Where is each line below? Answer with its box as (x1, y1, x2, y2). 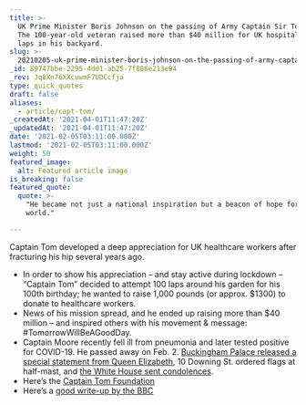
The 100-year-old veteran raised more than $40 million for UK (17, 30, 262, 39)
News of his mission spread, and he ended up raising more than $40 (22, 307, 280, 318)
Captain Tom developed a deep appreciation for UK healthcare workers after (9, 241, 297, 252)
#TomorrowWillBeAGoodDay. (22, 327, 132, 337)
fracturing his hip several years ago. (9, 251, 145, 262)
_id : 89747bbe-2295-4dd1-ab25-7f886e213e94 (9, 65, 178, 74)
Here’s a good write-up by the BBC (22, 385, 154, 396)
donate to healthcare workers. (22, 297, 137, 308)
